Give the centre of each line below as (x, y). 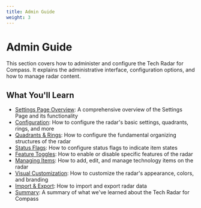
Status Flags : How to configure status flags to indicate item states (96, 148)
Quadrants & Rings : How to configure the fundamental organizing (96, 135)
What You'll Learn (40, 95)
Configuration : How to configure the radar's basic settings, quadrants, (102, 122)
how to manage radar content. (43, 76)
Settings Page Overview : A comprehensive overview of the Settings (99, 110)
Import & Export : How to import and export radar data (81, 186)
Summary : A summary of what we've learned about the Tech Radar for (102, 192)
